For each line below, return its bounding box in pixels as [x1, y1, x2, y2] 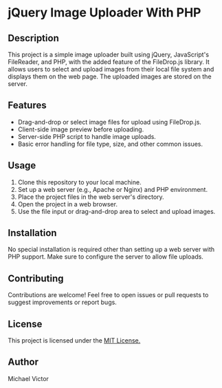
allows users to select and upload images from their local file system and [8, 65, 214, 73]
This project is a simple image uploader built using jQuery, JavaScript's [8, 50, 209, 58]
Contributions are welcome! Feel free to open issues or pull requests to [8, 291, 209, 299]
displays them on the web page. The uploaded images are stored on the [8, 72, 212, 80]
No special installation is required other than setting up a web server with [8, 246, 215, 254]
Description [8, 32, 59, 44]
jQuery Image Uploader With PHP [8, 5, 201, 21]
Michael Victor [8, 374, 49, 382]
